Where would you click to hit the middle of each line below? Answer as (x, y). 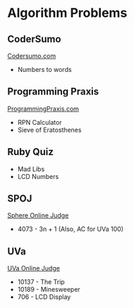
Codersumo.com (32, 56)
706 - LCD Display (44, 297)
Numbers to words (44, 69)
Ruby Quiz (31, 152)
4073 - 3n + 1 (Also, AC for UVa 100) (70, 229)
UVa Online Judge (33, 269)
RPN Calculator (39, 122)
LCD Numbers (38, 176)
